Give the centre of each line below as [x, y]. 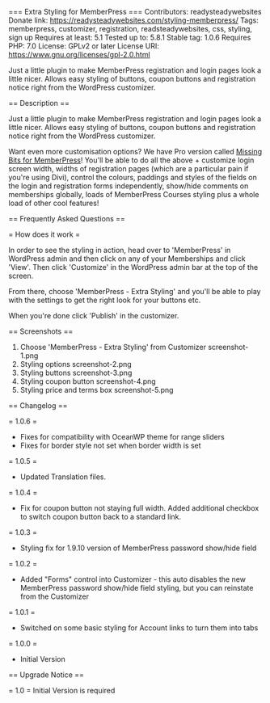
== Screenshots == [41, 331]
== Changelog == [38, 406]
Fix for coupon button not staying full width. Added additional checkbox [139, 508]
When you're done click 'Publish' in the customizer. [94, 316]
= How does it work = [44, 234]
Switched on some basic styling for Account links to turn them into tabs [139, 628]
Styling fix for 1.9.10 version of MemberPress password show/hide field [138, 548]
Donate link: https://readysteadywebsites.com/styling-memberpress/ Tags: [133, 20]
